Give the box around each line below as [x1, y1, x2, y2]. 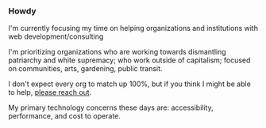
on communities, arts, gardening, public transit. [8, 64, 163, 73]
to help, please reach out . [8, 88, 92, 97]
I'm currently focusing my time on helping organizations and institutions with [8, 24, 258, 33]
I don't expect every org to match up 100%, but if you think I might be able [8, 79, 252, 88]
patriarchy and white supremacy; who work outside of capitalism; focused [8, 55, 251, 65]
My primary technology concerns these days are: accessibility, [8, 103, 214, 112]
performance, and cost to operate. [8, 111, 121, 121]
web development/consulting [8, 32, 104, 41]
